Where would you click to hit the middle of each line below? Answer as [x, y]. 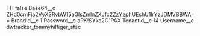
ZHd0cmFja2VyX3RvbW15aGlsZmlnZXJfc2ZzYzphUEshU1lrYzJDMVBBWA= [100, 14]
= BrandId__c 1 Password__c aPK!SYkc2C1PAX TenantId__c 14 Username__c [100, 21]
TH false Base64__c [31, 8]
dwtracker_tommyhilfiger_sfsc [44, 27]
